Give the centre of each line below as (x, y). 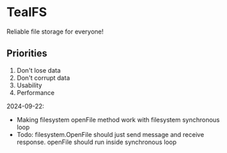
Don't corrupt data (43, 78)
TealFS (27, 12)
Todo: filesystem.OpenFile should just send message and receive (110, 134)
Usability (29, 85)
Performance (36, 92)
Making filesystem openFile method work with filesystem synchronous (118, 119)
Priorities (27, 53)
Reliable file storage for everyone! (55, 31)
